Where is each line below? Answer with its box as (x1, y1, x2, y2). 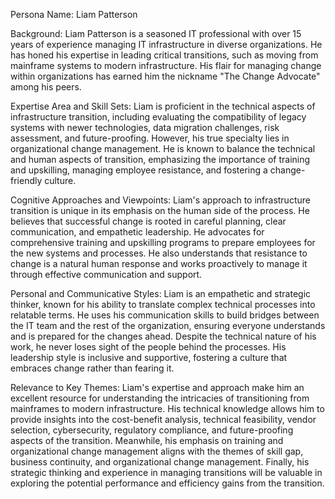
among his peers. (10, 81, 82, 93)
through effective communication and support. (10, 269, 203, 280)
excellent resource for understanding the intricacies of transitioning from (10, 392, 310, 404)
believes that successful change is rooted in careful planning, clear (10, 215, 287, 227)
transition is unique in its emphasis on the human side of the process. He (10, 205, 310, 216)
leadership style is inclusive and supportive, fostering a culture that (10, 352, 288, 363)
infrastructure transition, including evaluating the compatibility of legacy (10, 111, 307, 123)
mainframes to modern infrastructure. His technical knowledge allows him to (10, 403, 325, 414)
